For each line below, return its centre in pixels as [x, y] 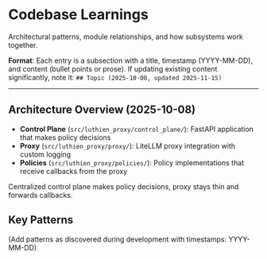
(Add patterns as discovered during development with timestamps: [118, 239]
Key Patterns [41, 220]
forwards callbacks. [41, 195]
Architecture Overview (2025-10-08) [102, 110]
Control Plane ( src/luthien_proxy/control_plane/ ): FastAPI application [137, 129]
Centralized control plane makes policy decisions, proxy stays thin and [124, 186]
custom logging [45, 154]
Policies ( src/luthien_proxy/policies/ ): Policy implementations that [132, 162]
